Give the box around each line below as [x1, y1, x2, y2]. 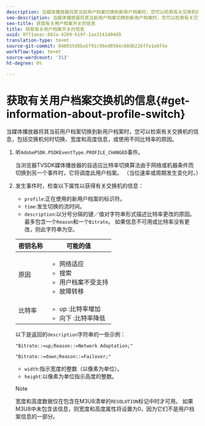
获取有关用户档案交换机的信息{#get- [6, 94, 190, 108]
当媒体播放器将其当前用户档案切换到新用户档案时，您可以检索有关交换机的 [6, 128, 193, 135]
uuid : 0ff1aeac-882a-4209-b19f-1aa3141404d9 [6, 32, 121, 38]
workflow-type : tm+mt [6, 49, 62, 55]
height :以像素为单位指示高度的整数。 [24, 373, 118, 380]
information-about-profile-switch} [6, 107, 186, 121]
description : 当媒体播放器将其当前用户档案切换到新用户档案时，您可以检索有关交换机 [6, 9, 196, 15]
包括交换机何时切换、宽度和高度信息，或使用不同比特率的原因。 [16, 136, 178, 143]
